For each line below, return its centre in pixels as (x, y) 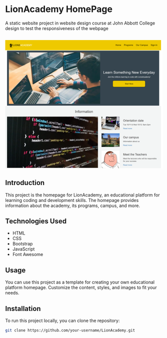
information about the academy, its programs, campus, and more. (72, 205)
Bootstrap (22, 244)
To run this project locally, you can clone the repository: (62, 320)
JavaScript (23, 249)
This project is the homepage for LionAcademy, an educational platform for (82, 195)
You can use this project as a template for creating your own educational (80, 282)
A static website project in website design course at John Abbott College (80, 23)
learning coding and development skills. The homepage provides (72, 200)
